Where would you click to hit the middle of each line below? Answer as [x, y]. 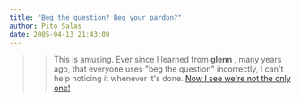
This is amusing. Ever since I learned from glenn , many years [167, 60]
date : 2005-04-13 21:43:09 [60, 34]
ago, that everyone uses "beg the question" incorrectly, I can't [168, 69]
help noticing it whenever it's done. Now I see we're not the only [172, 79]
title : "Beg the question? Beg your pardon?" [95, 17]
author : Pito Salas [46, 26]
